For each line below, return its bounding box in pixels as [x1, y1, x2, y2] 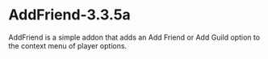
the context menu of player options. [8, 40, 128, 50]
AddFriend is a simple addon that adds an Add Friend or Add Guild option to [8, 32, 261, 42]
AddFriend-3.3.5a [8, 6, 131, 24]
